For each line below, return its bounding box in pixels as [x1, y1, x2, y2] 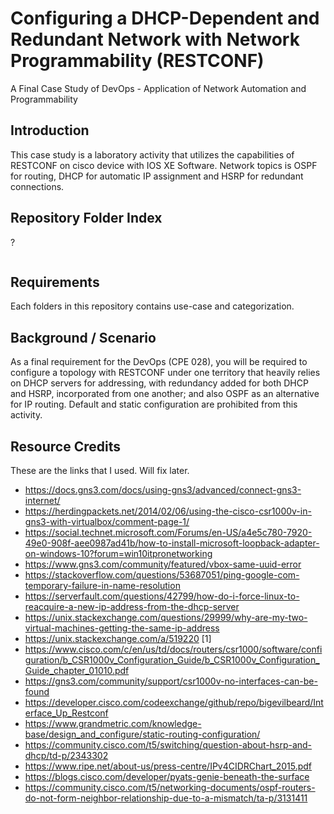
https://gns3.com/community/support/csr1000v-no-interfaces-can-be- [24, 675, 318, 687]
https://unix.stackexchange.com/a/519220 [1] [24, 633, 212, 644]
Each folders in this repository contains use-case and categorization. [10, 300, 295, 312]
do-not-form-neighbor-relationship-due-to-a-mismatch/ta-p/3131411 [24, 792, 308, 804]
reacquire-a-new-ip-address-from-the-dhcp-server [24, 601, 240, 612]
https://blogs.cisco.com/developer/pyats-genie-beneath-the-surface [24, 771, 310, 782]
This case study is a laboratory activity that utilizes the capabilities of [10, 148, 295, 161]
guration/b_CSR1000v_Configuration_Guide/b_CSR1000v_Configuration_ [24, 654, 320, 666]
